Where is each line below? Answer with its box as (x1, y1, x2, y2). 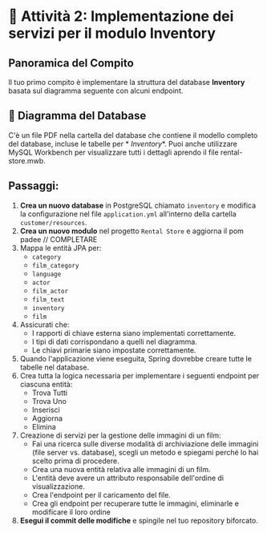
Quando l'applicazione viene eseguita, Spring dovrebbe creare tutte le (19, 353, 253, 363)
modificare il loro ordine (31, 507, 111, 516)
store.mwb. (8, 155, 46, 165)
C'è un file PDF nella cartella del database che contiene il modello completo (8, 130, 258, 139)
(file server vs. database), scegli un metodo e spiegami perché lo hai (31, 447, 259, 457)
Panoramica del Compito (8, 56, 134, 70)
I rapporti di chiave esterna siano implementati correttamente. (31, 328, 237, 337)
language (31, 270, 62, 278)
